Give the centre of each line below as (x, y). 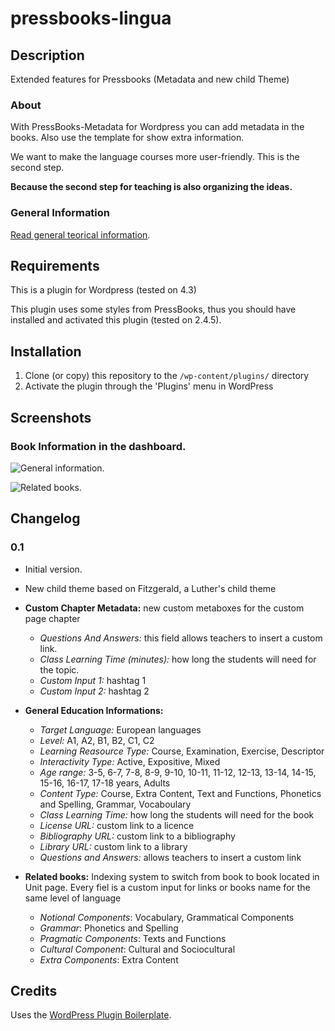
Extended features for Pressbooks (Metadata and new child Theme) (150, 79)
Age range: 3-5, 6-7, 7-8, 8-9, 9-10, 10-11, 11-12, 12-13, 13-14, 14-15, (178, 772)
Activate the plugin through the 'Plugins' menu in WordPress (149, 386)
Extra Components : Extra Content (109, 959)
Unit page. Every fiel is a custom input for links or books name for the (167, 887)
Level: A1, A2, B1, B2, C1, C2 (97, 740)
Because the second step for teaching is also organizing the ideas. (151, 187)
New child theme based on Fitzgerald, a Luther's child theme (150, 588)
